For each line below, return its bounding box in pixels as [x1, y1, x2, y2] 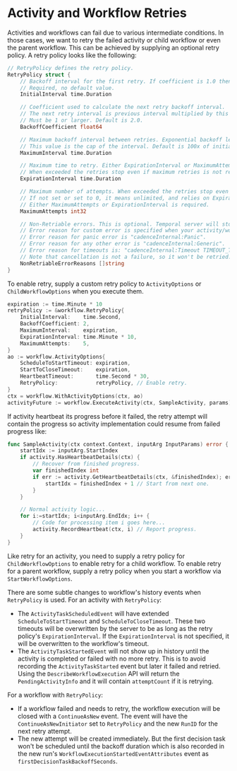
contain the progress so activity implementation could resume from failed [7, 419, 221, 428]
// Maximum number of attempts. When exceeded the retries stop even [20, 188, 229, 195]
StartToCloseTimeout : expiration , [20, 366, 131, 373]
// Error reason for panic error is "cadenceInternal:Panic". [20, 233, 207, 241]
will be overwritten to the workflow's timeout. [17, 639, 150, 648]
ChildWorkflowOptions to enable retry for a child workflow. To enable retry [7, 559, 221, 567]
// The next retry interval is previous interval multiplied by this [20, 110, 229, 117]
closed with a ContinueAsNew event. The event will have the [17, 712, 188, 720]
